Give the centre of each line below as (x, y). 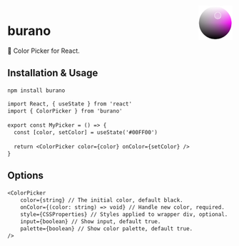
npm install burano (36, 91)
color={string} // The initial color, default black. (102, 200)
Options (26, 176)
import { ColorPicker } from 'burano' (65, 111)
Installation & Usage (53, 73)
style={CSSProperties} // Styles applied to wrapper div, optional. (124, 214)
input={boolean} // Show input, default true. (91, 221)
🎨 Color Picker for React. (44, 51)
